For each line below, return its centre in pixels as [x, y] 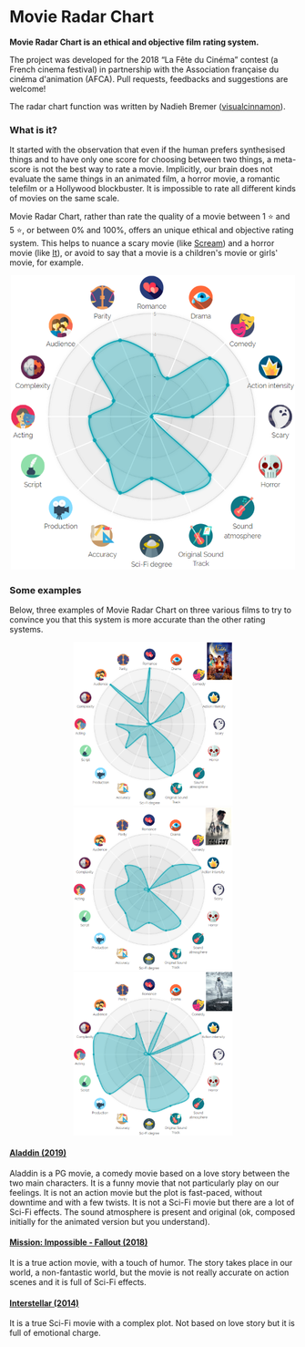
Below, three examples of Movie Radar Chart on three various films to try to [151, 610]
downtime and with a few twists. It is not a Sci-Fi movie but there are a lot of [152, 1202]
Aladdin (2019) [38, 1153]
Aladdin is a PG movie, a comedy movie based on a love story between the [150, 1173]
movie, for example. [46, 262]
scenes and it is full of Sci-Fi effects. [78, 1282]
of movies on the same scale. [65, 199]
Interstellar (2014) [44, 1303]
